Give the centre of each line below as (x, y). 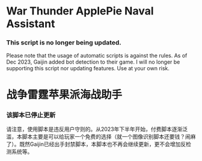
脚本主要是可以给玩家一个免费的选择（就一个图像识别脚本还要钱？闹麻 (109, 136)
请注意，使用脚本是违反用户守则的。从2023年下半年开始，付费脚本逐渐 (94, 129)
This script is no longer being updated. (64, 43)
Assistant (31, 24)
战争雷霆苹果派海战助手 (64, 95)
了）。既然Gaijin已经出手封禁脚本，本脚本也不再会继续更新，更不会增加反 (96, 144)
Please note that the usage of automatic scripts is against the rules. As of (97, 56)
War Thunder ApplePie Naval (80, 11)
